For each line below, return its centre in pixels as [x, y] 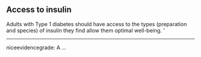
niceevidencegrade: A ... [36, 47]
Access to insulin [39, 10]
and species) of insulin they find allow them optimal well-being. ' [86, 30]
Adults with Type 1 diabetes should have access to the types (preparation [97, 24]
